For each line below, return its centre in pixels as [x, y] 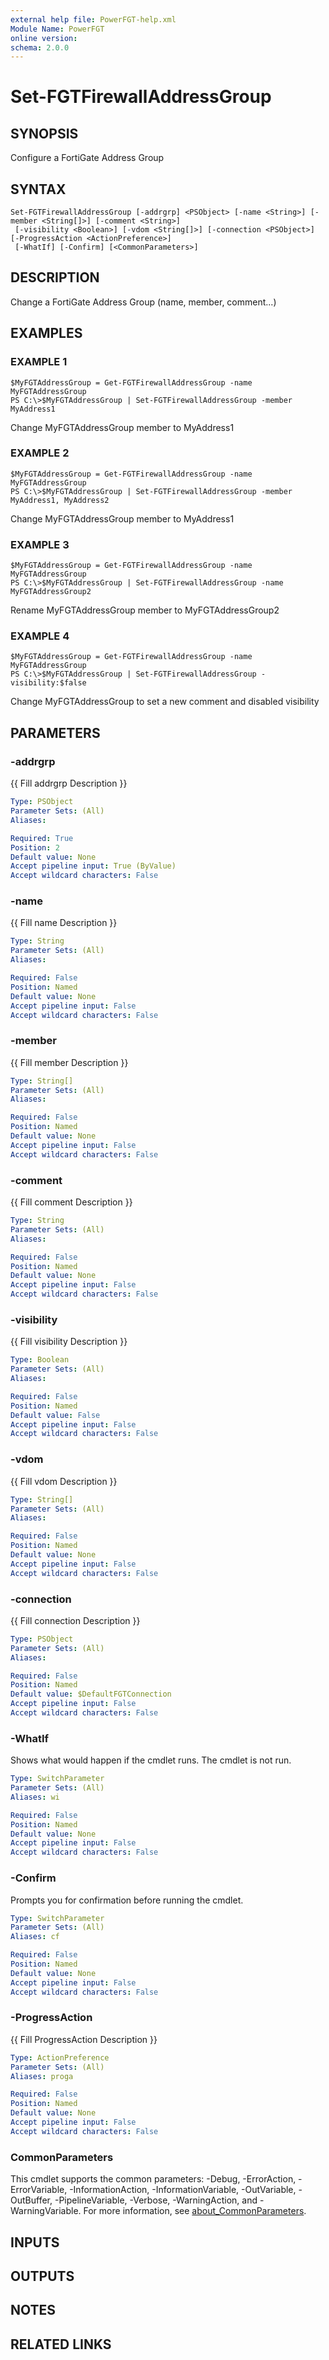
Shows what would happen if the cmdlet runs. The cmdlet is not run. [151, 1760]
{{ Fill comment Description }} [71, 1202]
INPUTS [35, 2242]
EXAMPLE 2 [40, 453]
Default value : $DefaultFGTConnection [91, 1694]
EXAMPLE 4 [40, 636]
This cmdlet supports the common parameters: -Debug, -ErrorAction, [153, 2179]
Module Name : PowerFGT [57, 29]
